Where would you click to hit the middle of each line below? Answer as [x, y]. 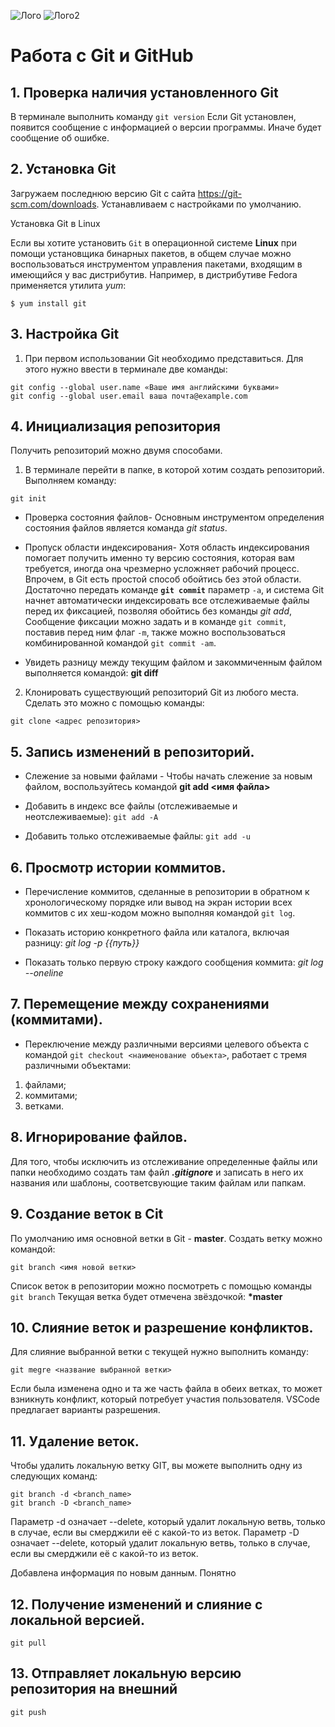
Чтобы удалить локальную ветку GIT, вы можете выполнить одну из [156, 1466]
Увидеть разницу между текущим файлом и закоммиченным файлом [173, 662]
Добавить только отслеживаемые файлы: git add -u [137, 836]
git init [28, 499]
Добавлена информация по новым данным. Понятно [123, 1573]
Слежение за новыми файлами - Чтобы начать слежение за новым [168, 776]
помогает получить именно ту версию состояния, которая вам [159, 558]
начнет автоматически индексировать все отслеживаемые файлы [167, 601]
